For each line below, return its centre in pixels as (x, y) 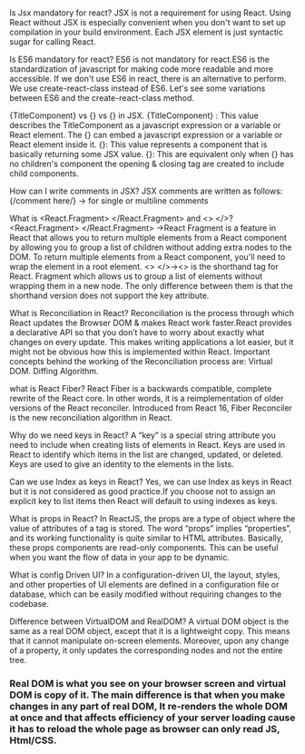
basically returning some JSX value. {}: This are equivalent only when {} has (152, 154)
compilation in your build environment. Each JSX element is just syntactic (147, 32)
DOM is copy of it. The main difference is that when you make (148, 695)
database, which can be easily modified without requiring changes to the (146, 594)
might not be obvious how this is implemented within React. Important (140, 352)
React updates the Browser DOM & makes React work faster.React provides (151, 323)
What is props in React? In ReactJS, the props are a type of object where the (152, 519)
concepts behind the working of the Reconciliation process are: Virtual (141, 362)
